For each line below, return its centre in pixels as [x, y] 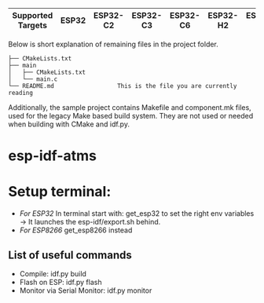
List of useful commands [70, 255]
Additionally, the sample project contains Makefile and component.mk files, [130, 108]
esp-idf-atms [52, 156]
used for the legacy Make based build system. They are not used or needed [131, 116]
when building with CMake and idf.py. [69, 124]
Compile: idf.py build [53, 273]
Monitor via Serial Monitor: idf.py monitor [86, 290]
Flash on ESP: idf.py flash [60, 282]
